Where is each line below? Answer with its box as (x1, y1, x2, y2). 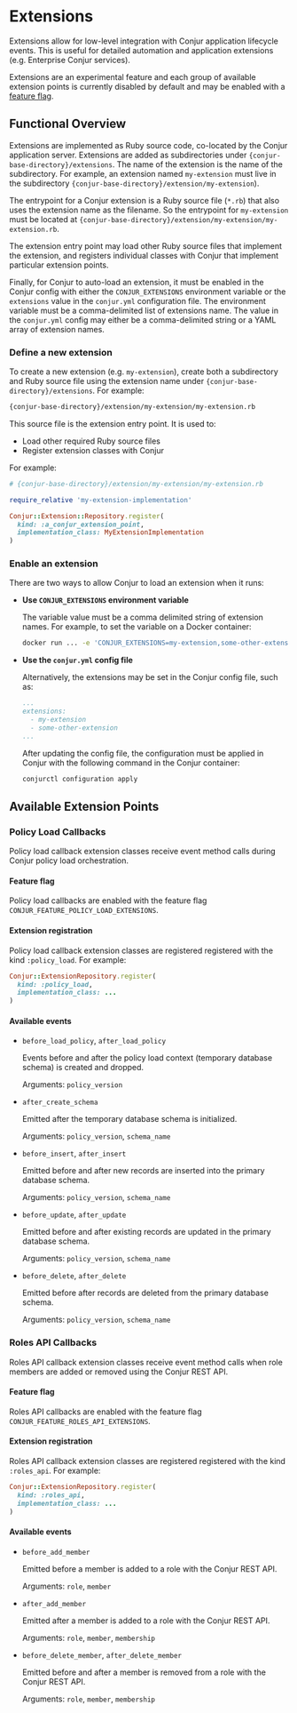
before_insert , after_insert (21, 1149, 127, 1159)
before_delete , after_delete (21, 1270, 127, 1281)
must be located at (9, 213, 78, 224)
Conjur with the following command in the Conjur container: (21, 757, 241, 768)
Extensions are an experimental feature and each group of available (9, 71, 256, 82)
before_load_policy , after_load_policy (21, 1036, 167, 1046)
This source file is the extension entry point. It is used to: (9, 418, 216, 428)
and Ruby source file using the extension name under (9, 376, 205, 387)
